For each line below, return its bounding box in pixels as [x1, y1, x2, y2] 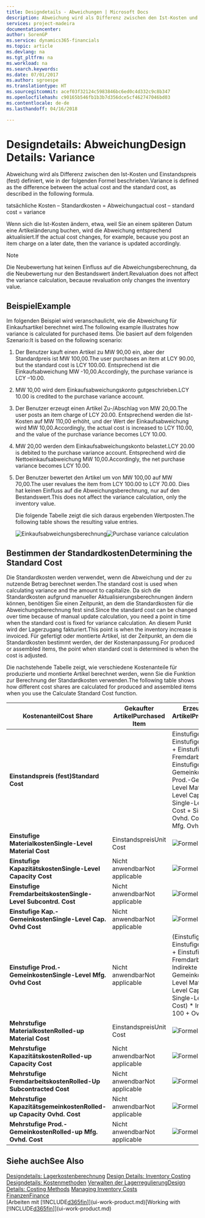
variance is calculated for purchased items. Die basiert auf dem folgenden [6, 330, 193, 337]
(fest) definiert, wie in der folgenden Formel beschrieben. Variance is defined [6, 177, 199, 184]
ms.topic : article [6, 43, 53, 50]
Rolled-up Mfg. [52, 1127, 98, 1136]
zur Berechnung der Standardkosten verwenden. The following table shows [6, 677, 195, 684]
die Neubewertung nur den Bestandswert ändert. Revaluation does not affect [6, 270, 198, 277]
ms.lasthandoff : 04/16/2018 [6, 105, 78, 112]
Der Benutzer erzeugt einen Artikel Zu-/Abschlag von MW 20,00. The [15, 405, 188, 412]
